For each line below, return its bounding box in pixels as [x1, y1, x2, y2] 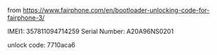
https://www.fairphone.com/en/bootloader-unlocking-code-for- [22, 6, 210, 14]
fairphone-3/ [7, 13, 45, 22]
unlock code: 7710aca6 [7, 41, 76, 49]
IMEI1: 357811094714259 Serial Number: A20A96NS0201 [7, 28, 174, 35]
